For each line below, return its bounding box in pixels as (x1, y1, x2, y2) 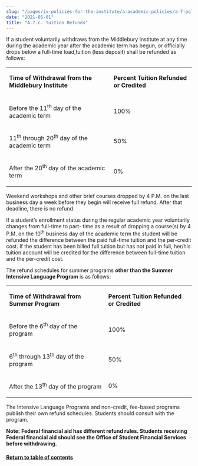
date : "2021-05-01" (6, 14, 54, 20)
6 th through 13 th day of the (9, 351, 84, 361)
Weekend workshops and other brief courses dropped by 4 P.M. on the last (6, 193, 190, 200)
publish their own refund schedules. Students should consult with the (6, 410, 175, 417)
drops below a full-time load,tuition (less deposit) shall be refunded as (6, 48, 177, 56)
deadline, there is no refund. (6, 205, 75, 212)
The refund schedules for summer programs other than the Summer (6, 267, 173, 274)
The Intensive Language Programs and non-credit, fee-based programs (6, 403, 180, 410)
